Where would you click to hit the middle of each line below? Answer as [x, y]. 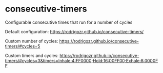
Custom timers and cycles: [32, 55]
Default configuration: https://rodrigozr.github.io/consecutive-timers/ [74, 31]
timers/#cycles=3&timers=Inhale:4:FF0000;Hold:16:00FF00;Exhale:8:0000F [81, 60]
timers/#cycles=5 [23, 46]
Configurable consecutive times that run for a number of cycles [69, 22]
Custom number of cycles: [32, 41]
